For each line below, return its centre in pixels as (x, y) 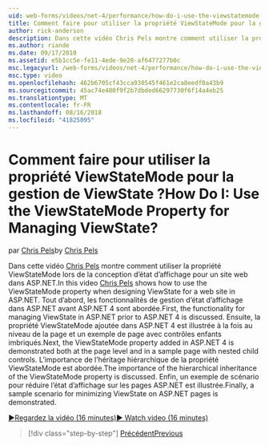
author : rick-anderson (46, 30)
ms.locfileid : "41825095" (51, 120)
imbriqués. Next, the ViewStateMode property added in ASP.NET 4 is (121, 343)
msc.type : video (35, 75)
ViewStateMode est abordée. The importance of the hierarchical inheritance (133, 368)
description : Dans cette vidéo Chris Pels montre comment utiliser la (128, 38)
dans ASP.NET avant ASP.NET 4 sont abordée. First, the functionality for (127, 308)
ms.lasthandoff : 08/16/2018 (55, 113)
